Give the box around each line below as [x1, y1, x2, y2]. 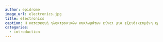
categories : [5, 25, 29, 30]
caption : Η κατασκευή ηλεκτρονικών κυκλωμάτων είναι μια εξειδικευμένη [5, 20, 153, 26]
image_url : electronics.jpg [5, 12, 62, 16]
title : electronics [5, 16, 45, 21]
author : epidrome [5, 7, 40, 12]
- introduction [9, 29, 40, 34]
